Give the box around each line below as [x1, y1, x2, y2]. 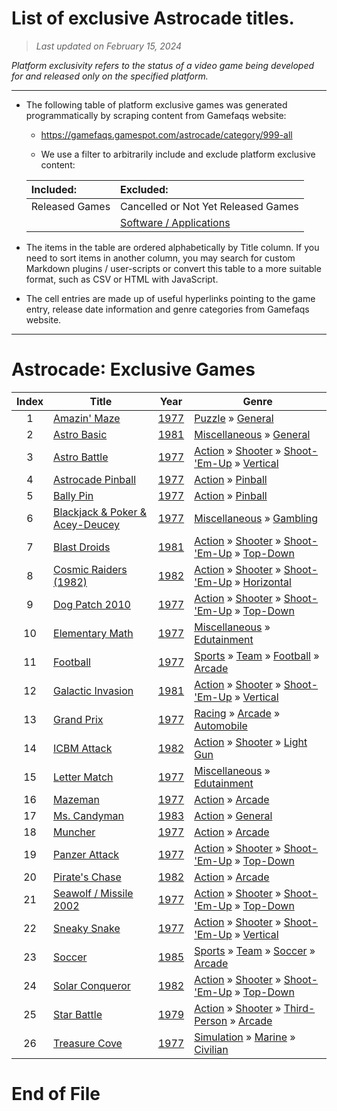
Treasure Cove [53, 1036, 123, 1050]
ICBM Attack [53, 741, 113, 755]
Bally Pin [53, 488, 94, 502]
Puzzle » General [194, 411, 274, 425]
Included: [30, 182, 77, 196]
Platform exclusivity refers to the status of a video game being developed [11, 59, 315, 71]
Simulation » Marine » [194, 1030, 296, 1044]
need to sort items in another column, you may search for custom [25, 252, 296, 264]
